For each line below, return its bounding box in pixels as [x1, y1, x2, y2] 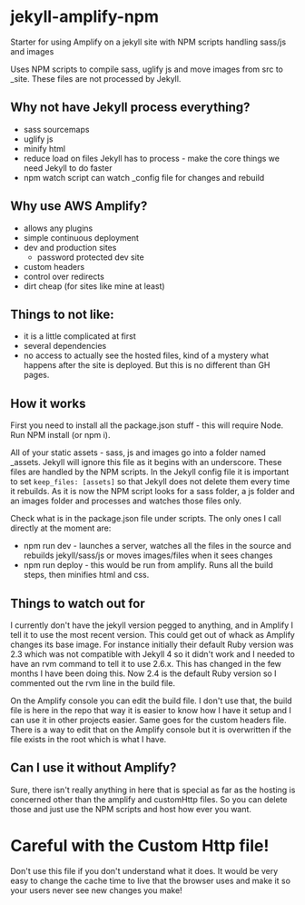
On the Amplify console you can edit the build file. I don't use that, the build [10, 695, 293, 706]
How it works [10, 395, 86, 411]
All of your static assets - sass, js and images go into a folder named [10, 447, 266, 458]
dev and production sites [23, 242, 117, 253]
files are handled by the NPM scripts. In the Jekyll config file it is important [10, 466, 290, 478]
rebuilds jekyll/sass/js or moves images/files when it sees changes [23, 550, 273, 561]
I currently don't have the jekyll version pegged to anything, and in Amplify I [10, 620, 294, 631]
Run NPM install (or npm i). [10, 430, 111, 441]
